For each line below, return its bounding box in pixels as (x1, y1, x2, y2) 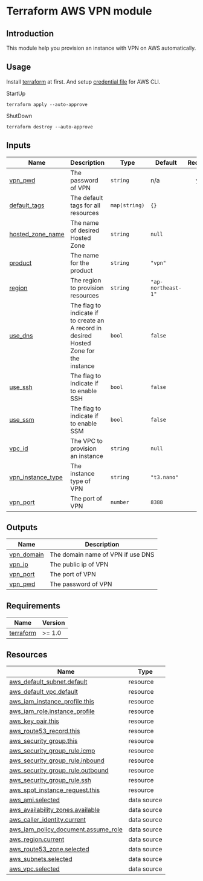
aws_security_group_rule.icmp (9, 746, 95, 755)
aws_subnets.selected (9, 855, 72, 863)
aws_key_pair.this (9, 717, 59, 725)
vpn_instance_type (9, 473, 63, 481)
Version (42, 619, 65, 627)
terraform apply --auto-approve (6, 101, 88, 107)
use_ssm (9, 415, 34, 424)
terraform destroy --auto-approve (6, 124, 94, 130)
